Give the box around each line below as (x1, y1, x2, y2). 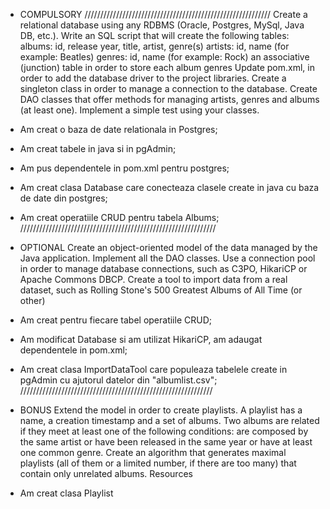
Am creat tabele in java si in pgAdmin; (19, 143, 177, 154)
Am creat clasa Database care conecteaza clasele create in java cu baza (19, 182, 320, 193)
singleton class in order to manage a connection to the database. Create (19, 83, 318, 94)
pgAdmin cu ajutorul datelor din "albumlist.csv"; (19, 374, 218, 386)
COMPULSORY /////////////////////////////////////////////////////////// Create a (19, 9, 308, 20)
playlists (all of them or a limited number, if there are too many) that (19, 457, 297, 469)
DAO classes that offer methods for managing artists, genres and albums (19, 94, 320, 105)
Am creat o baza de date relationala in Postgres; (19, 124, 218, 135)
